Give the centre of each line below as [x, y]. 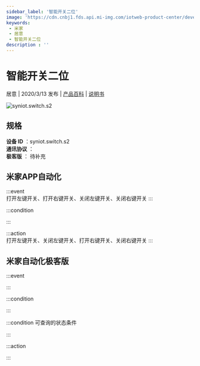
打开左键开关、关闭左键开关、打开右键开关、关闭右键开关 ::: [80, 240]
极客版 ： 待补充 [26, 156]
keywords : [18, 23]
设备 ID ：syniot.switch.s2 [38, 141]
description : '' [28, 45]
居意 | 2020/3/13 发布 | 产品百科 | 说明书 [55, 93]
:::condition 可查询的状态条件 [42, 323]
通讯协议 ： [20, 149]
